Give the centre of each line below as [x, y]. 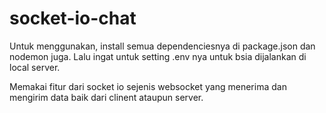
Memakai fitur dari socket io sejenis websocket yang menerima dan [148, 86]
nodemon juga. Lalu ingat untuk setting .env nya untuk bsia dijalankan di [158, 56]
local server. [35, 67]
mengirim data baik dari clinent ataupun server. [106, 97]
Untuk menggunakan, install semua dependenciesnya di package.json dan [162, 46]
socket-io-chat [73, 18]
